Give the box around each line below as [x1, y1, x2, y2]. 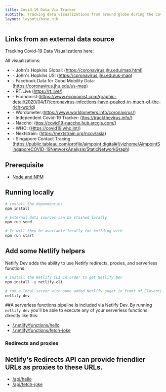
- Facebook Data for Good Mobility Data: [12, 78, 95, 84]
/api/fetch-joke [12, 382, 43, 388]
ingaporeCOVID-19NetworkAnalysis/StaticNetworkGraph [12, 146, 128, 152]
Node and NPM [12, 174, 44, 180]
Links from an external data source [5, 35, 115, 43]
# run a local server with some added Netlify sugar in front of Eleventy [5, 288, 163, 293]
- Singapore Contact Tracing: [12, 136, 72, 142]
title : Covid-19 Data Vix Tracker [5, 7, 77, 12]
